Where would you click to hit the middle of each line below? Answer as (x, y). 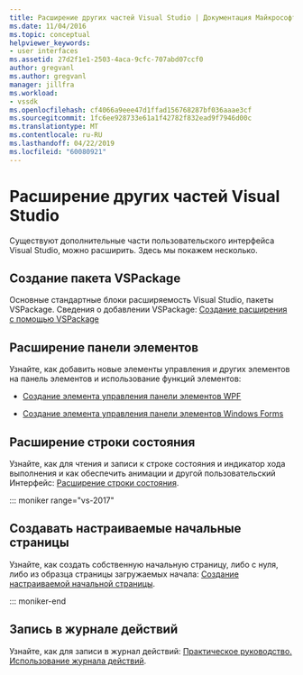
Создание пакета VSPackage (95, 278)
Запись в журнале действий (94, 629)
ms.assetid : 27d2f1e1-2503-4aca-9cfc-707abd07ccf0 (106, 59)
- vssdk (24, 101)
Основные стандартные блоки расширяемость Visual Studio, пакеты (142, 300)
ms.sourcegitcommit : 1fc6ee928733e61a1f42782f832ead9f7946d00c (131, 118)
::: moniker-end (38, 601)
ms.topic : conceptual (50, 34)
